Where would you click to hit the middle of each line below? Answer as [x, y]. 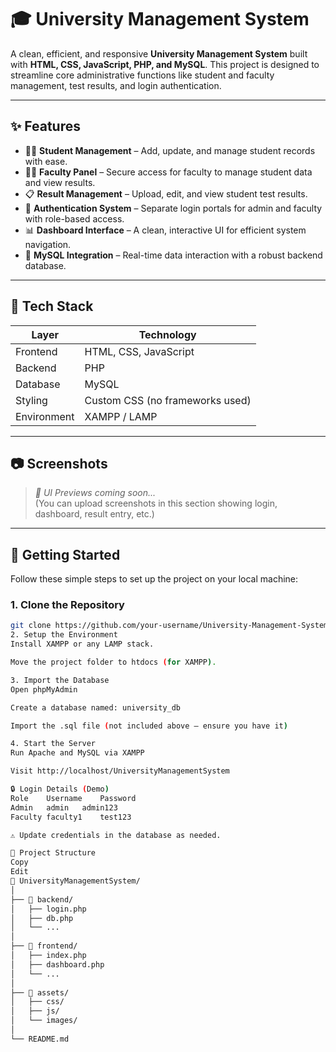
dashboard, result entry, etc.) [94, 514]
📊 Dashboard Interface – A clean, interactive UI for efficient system [165, 230]
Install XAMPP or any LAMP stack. [82, 644]
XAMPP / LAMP [121, 416]
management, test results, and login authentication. [116, 85]
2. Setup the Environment [64, 635]
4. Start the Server [53, 744]
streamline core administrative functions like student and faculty [142, 75]
